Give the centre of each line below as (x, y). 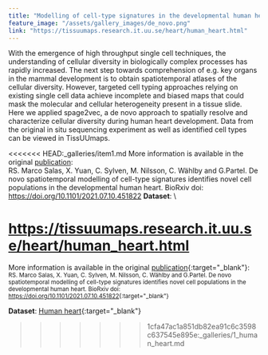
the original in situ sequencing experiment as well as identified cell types (128, 130)
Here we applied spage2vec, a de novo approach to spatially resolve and (128, 113)
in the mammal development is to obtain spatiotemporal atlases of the (123, 79)
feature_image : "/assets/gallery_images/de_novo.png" (100, 23)
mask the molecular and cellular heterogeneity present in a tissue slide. (125, 104)
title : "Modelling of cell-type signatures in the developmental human (130, 16)
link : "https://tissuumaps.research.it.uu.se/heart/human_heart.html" (128, 30)
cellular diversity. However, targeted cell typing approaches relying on (123, 87)
